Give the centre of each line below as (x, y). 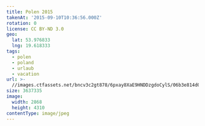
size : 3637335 (24, 91)
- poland (23, 62)
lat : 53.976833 (31, 40)
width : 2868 (27, 102)
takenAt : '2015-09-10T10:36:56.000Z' (54, 18)
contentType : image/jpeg (38, 113)
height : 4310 (28, 108)
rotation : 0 (21, 23)
